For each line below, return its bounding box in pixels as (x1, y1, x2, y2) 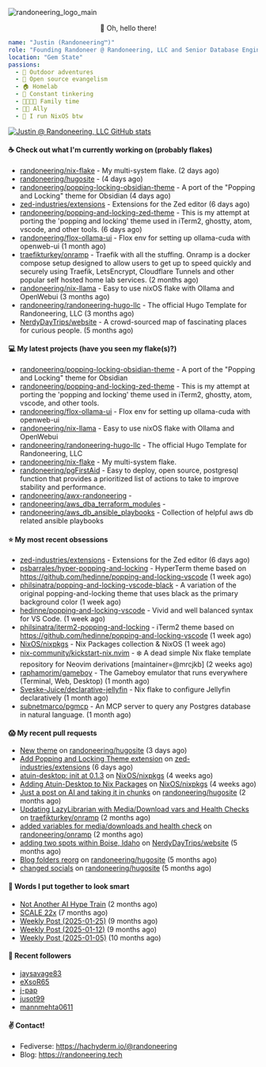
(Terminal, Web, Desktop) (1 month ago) (19, 677, 150, 686)
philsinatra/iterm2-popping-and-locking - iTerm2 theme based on (19, 622, 235, 632)
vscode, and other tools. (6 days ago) (19, 224, 142, 234)
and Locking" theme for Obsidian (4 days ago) (19, 191, 172, 200)
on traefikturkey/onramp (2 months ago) (19, 813, 151, 822)
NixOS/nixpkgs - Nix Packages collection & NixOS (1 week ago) (19, 640, 226, 649)
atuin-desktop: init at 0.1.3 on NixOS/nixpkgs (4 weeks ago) (19, 771, 214, 780)
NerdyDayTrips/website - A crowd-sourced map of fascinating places (19, 317, 247, 326)
